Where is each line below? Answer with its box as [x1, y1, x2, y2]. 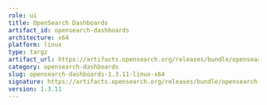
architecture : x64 [8, 33, 69, 42]
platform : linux [8, 41, 62, 49]
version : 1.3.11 [8, 84, 62, 93]
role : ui [8, 11, 37, 20]
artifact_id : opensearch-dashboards [8, 26, 130, 34]
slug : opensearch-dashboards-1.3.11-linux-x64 [8, 70, 165, 78]
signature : [8, 77, 44, 85]
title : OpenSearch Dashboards [8, 19, 109, 27]
